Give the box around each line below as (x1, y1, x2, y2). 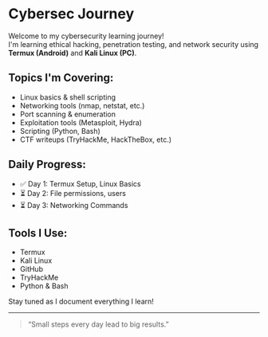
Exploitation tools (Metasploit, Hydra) (19, 117, 142, 127)
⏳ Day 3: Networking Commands (19, 200, 128, 210)
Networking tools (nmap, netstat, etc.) (19, 100, 145, 110)
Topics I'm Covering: (8, 71, 114, 84)
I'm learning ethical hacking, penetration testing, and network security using (8, 39, 259, 49)
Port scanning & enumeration (19, 109, 116, 119)
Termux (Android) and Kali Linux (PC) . (8, 48, 137, 57)
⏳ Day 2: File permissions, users (19, 188, 126, 198)
